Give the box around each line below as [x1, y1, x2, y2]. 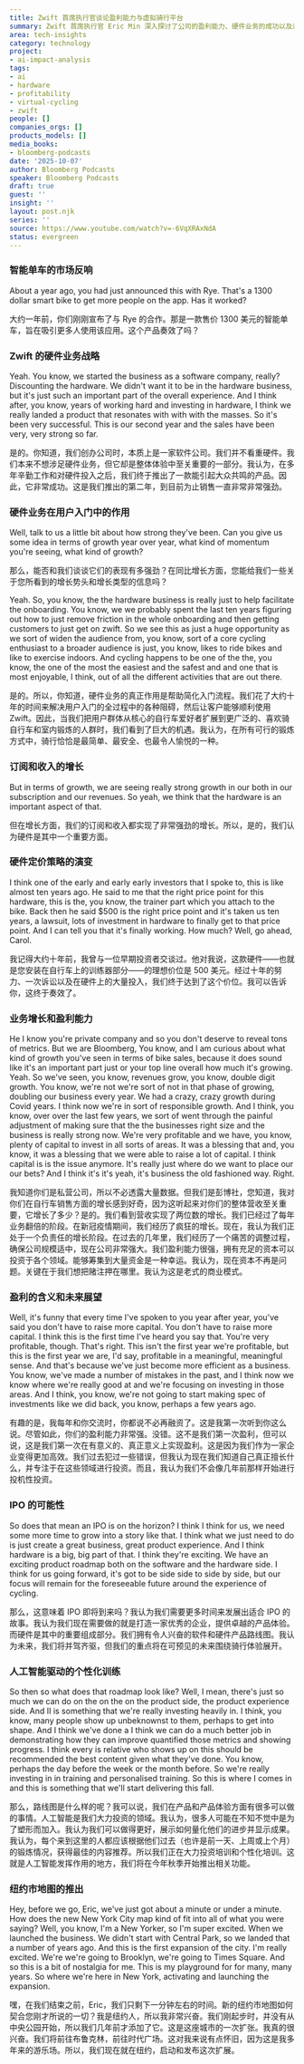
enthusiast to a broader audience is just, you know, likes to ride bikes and [9, 642, 282, 653]
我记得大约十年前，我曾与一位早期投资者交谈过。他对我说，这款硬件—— [9, 953, 279, 964]
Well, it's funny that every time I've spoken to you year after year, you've [9, 1312, 280, 1323]
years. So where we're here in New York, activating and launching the [9, 1972, 270, 1982]
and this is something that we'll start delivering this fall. [9, 1782, 214, 1794]
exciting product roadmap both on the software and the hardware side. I [9, 1558, 278, 1569]
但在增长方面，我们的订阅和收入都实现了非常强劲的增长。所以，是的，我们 [9, 819, 287, 830]
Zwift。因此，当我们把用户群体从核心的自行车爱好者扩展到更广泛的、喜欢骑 [9, 713, 290, 724]
